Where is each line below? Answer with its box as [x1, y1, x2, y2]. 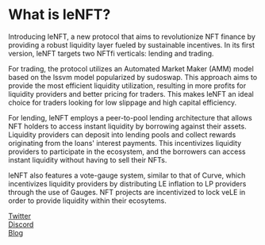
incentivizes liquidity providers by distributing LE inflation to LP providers [8, 178, 247, 188]
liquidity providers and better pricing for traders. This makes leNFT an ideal [8, 89, 254, 98]
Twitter [8, 211, 32, 220]
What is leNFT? [8, 6, 111, 24]
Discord [8, 220, 34, 229]
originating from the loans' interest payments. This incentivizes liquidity [8, 138, 242, 147]
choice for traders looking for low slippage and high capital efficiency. [8, 98, 237, 107]
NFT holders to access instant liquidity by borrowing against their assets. [8, 121, 248, 131]
